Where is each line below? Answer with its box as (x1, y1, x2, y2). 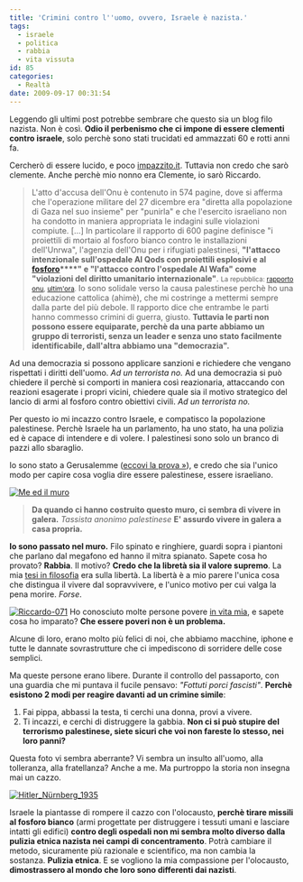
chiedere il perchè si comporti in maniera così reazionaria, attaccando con (9, 376, 286, 388)
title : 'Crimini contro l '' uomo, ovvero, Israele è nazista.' (9, 13, 248, 23)
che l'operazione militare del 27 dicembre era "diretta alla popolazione (31, 196, 293, 207)
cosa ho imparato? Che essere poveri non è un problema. (9, 615, 226, 627)
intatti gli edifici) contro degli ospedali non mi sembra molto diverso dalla (9, 826, 286, 837)
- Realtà (17, 80, 50, 89)
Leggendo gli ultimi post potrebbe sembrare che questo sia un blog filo (9, 114, 273, 124)
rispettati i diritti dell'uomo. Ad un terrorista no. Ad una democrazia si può (9, 367, 282, 378)
